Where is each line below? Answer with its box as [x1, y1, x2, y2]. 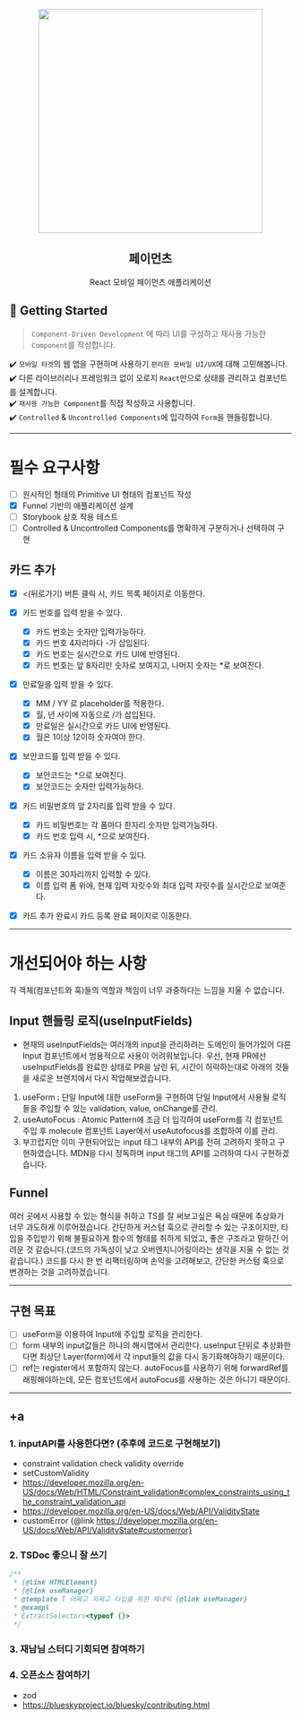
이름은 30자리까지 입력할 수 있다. [35, 868, 151, 879]
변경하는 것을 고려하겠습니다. [9, 1266, 110, 1277]
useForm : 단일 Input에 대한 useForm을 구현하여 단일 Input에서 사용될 [21, 1092, 271, 1102]
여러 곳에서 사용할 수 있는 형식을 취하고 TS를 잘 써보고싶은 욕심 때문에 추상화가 [9, 1210, 285, 1221]
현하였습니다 [21, 1147, 67, 1158]
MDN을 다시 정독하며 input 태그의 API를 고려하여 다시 [70, 1147, 259, 1158]
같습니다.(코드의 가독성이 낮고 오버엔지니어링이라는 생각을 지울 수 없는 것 [35, 1244, 289, 1255]
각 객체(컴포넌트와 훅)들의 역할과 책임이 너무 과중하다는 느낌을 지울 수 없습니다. [9, 984, 285, 995]
